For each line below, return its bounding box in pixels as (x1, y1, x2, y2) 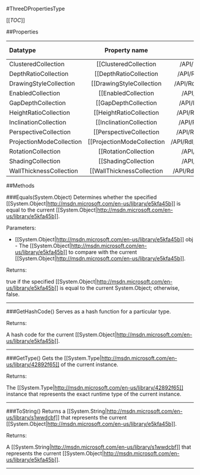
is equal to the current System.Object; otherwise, (59, 284, 180, 292)
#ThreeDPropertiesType (6, 5, 65, 12)
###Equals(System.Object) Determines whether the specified (6, 194, 157, 201)
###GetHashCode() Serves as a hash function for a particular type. (6, 308, 171, 315)
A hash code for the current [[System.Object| (6, 331, 117, 338)
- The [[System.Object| (14, 242, 71, 249)
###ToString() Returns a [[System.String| (6, 407, 107, 415)
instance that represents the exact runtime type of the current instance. (6, 391, 182, 397)
